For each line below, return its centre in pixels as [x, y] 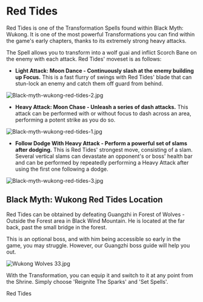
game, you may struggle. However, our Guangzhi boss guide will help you [98, 245]
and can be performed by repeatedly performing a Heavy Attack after [102, 162]
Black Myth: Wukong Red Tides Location [85, 200]
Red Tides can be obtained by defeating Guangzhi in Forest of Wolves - [95, 214]
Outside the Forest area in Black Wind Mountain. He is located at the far [95, 221]
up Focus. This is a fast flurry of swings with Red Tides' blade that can [103, 77]
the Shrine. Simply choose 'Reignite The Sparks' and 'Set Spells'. [87, 281]
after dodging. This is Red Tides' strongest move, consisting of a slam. [104, 149]
